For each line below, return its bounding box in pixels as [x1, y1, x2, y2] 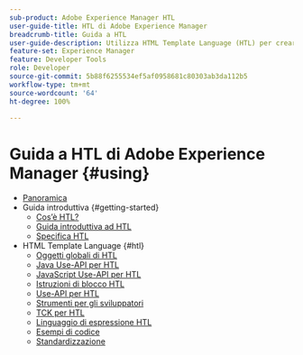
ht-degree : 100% [9, 96, 70, 106]
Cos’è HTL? [35, 212, 79, 223]
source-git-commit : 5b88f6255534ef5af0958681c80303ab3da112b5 [9, 72, 248, 81]
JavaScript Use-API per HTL [35, 269, 142, 280]
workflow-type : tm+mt [9, 80, 91, 89]
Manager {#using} [9, 163, 151, 183]
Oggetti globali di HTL [35, 250, 118, 261]
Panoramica [22, 193, 68, 204]
